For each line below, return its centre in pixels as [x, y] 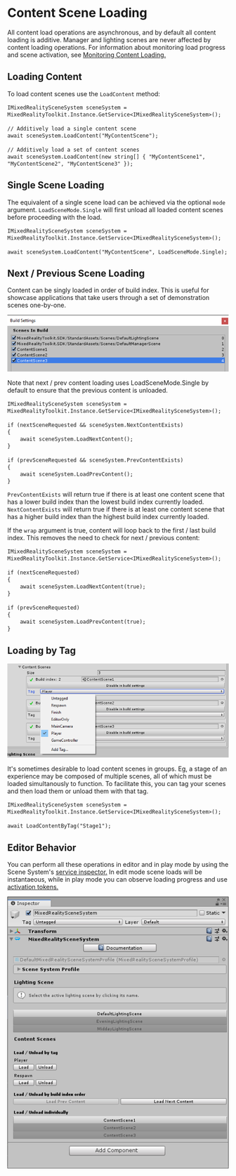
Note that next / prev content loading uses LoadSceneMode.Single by [108, 383]
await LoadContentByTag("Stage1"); [59, 826]
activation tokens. [33, 887]
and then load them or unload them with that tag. [78, 791]
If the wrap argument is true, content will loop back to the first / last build [112, 530]
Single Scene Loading [56, 185]
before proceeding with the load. [55, 217]
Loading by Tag [41, 650]
